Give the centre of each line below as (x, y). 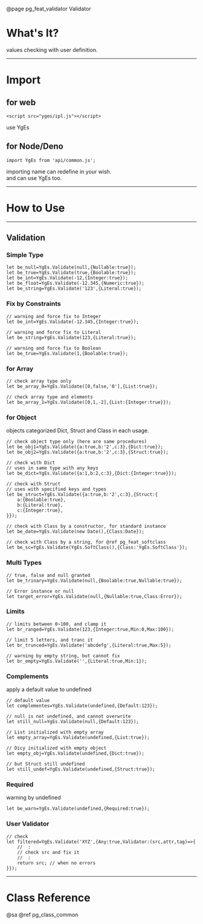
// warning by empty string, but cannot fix (63, 656)
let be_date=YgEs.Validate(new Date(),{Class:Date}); (76, 532)
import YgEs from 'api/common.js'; (51, 160)
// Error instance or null (40, 591)
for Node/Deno (35, 147)
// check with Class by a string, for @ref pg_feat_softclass (86, 542)
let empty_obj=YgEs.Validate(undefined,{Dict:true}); (76, 753)
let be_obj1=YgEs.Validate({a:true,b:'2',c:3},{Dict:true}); (85, 447)
